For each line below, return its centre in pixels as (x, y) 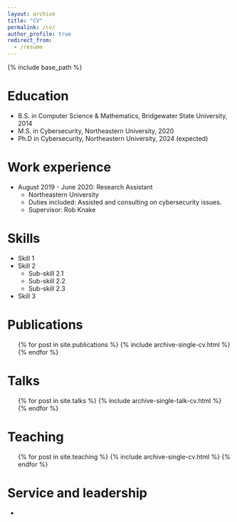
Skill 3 (27, 296)
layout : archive (31, 14)
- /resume (28, 47)
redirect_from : (30, 41)
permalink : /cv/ (31, 27)
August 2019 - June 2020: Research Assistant (85, 187)
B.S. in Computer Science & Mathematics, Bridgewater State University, (122, 115)
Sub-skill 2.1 (46, 273)
